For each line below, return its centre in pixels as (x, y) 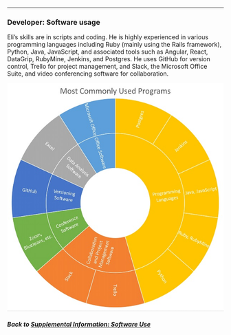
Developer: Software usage (54, 22)
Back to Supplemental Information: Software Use (79, 325)
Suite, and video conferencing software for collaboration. (88, 74)
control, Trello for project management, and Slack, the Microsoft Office (107, 67)
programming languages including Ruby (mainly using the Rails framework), (114, 45)
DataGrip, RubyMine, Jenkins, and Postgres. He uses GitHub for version (109, 59)
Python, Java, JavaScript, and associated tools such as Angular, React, (108, 52)
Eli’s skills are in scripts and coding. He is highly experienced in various (108, 37)
